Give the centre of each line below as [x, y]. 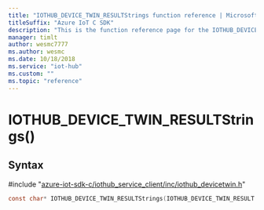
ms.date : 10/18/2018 [42, 60]
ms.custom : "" [31, 74]
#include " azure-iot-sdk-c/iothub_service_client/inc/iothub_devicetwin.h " [127, 184]
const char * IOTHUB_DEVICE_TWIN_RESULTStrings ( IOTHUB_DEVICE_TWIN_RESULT [132, 198]
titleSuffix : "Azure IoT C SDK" [61, 23]
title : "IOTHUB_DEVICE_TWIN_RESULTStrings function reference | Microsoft [133, 15]
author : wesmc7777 [38, 45]
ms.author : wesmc [37, 52]
